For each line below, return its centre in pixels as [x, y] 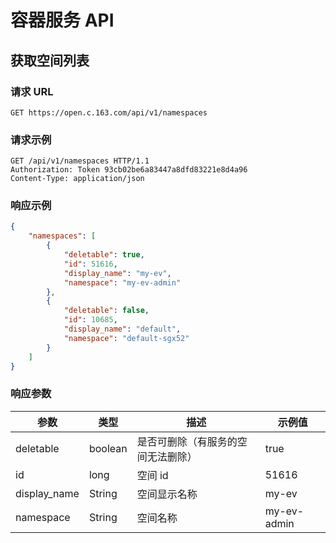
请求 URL [32, 91]
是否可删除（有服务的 [187, 441]
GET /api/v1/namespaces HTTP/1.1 [80, 161]
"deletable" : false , [106, 311]
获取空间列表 [50, 60]
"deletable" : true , [104, 255]
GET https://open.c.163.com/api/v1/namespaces [109, 112]
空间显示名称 [167, 494]
